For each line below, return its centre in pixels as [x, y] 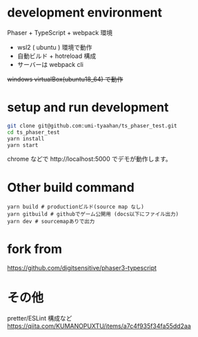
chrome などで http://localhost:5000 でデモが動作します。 [90, 159]
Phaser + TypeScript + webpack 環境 [60, 32]
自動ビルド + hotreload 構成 [57, 56]
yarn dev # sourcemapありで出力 [51, 222]
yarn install [26, 139]
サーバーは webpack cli [50, 64]
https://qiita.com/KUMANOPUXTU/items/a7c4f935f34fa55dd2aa [99, 326]
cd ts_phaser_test [33, 132]
